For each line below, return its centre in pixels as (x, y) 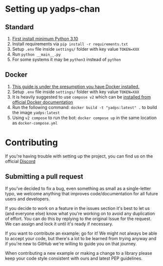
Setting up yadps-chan (52, 9)
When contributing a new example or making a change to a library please (79, 253)
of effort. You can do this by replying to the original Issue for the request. (78, 219)
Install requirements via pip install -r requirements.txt (70, 44)
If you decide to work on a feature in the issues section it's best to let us (77, 208)
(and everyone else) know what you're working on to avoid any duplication (80, 213)
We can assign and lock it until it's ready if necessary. (59, 224)
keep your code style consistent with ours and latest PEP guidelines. (74, 258)
